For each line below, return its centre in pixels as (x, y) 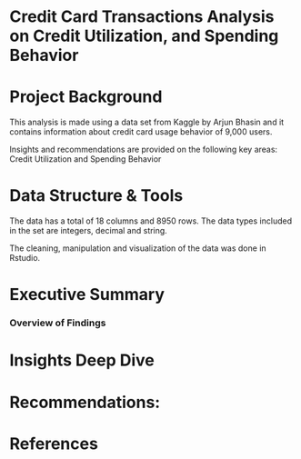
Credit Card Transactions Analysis (142, 17)
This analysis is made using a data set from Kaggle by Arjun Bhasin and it (147, 122)
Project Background (86, 97)
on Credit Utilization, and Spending (144, 36)
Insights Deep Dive (82, 360)
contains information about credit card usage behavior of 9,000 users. (141, 132)
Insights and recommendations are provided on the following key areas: (144, 150)
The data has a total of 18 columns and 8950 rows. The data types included (151, 221)
